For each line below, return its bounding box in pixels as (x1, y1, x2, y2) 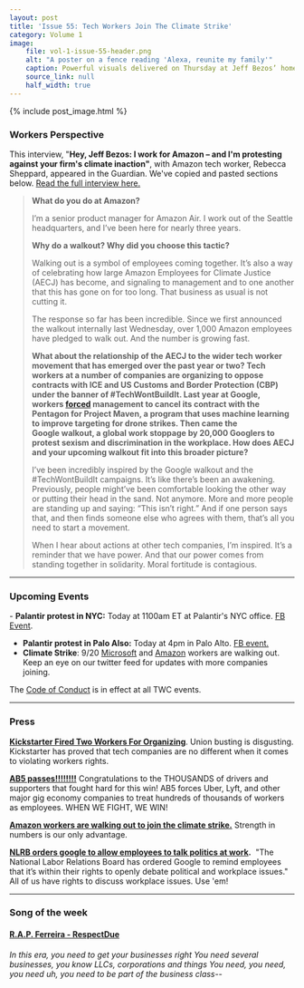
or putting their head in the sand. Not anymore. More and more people (31, 493, 294, 504)
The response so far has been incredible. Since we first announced (31, 314, 282, 324)
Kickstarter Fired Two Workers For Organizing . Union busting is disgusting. (9, 736, 294, 747)
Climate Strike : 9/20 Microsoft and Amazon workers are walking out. (22, 647, 280, 658)
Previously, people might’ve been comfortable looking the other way (31, 483, 287, 494)
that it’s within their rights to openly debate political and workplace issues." (9, 866, 289, 877)
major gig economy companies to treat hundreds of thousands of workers (9, 792, 285, 803)
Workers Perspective (9, 128, 105, 140)
